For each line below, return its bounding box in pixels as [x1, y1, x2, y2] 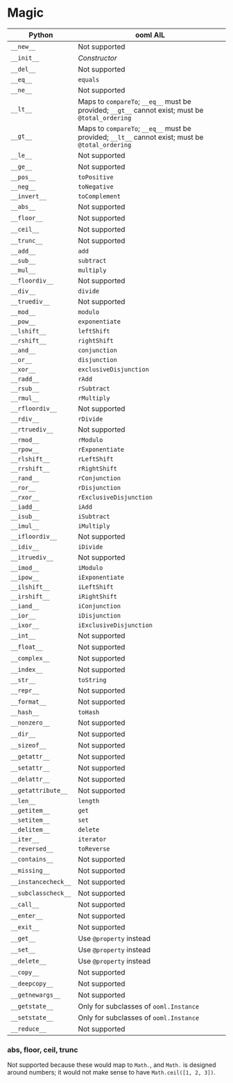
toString [78, 676, 107, 683]
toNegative [78, 182, 114, 191]
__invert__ [10, 192, 46, 200]
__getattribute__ [10, 786, 68, 794]
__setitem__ [10, 816, 51, 824]
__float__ [10, 642, 43, 651]
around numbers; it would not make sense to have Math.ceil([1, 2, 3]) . [7, 1068, 216, 1077]
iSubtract [78, 512, 110, 520]
